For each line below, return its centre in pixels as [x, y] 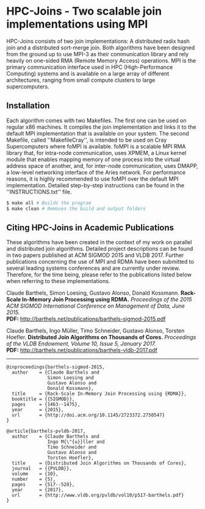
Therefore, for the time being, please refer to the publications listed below [99, 275]
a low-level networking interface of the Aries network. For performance [96, 172]
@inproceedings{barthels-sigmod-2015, [56, 367]
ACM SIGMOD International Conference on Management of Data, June [95, 306]
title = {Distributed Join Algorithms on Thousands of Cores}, [99, 463]
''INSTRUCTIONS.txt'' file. [39, 192]
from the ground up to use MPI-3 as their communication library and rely [98, 54]
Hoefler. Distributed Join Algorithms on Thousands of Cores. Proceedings [101, 338]
